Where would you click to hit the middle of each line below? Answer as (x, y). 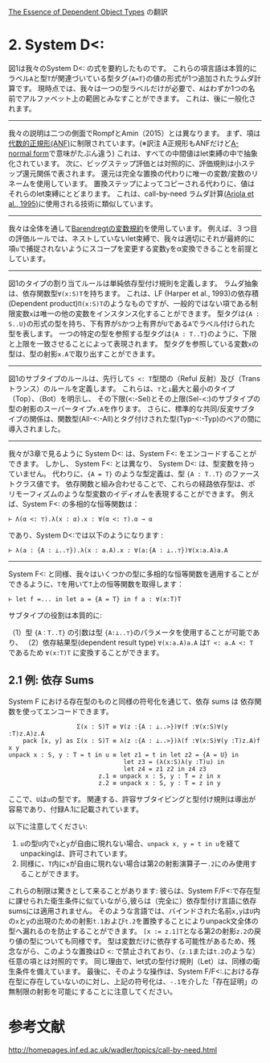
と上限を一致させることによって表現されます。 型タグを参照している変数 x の (134, 343)
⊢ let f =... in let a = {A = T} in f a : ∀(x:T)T (95, 599)
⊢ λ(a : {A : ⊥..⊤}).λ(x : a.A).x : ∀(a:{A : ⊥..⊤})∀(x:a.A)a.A (118, 550)
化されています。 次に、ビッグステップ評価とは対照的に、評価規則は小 (125, 163)
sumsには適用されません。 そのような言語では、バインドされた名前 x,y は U (131, 911)
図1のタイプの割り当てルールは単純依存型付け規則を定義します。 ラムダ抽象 (133, 283)
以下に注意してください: (48, 826)
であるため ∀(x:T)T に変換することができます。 (86, 652)
